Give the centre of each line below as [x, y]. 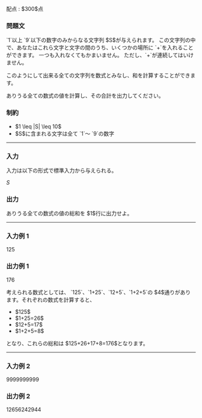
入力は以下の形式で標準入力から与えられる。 [62, 170]
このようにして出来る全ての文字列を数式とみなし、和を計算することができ [98, 75]
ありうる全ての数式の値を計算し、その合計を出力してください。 [85, 96]
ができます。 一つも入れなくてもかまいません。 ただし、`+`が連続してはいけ [100, 55]
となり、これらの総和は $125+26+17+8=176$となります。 [77, 343]
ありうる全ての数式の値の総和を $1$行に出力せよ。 [69, 214]
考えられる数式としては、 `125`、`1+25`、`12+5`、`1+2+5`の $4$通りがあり [99, 292]
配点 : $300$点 [25, 9]
